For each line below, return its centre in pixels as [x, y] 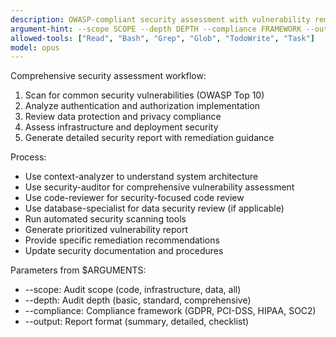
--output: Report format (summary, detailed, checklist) [137, 322]
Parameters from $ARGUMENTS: [78, 270]
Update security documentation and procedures [124, 251]
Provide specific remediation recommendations [122, 240]
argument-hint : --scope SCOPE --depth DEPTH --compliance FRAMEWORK [156, 29]
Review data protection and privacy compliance [123, 117]
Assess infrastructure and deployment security [121, 127]
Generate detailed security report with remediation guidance [149, 138]
